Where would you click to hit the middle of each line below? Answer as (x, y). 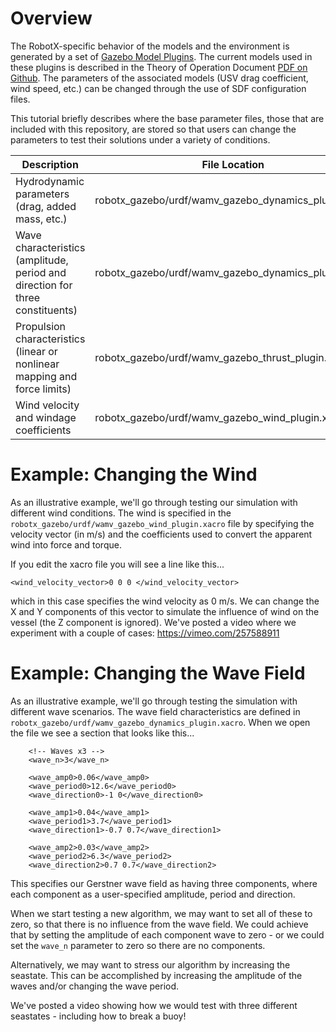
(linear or (36, 351)
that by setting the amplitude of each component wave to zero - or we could (167, 934)
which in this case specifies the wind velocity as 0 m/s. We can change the (165, 601)
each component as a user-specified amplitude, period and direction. (153, 894)
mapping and (46, 376)
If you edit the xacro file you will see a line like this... (117, 564)
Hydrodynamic (50, 181)
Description (50, 164)
